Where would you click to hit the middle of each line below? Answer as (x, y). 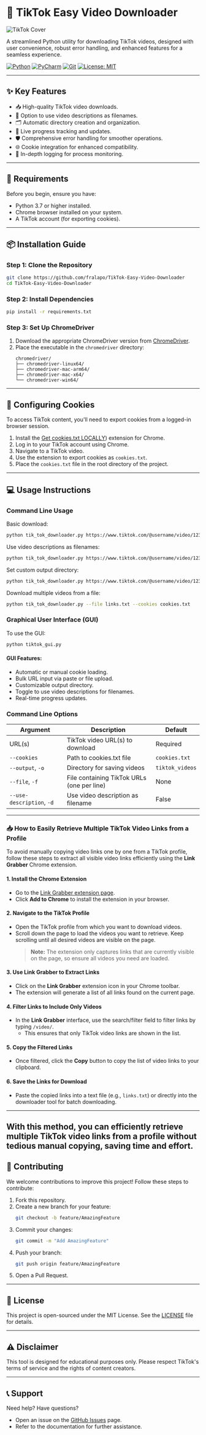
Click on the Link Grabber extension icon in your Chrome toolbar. (97, 986)
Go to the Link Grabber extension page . (65, 892)
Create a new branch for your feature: (63, 1207)
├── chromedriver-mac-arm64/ (52, 370)
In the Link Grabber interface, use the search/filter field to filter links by (105, 1020)
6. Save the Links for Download (47, 1082)
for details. (20, 1322)
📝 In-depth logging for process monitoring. (69, 154)
